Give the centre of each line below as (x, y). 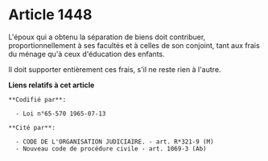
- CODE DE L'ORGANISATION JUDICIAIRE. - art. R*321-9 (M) (115, 142)
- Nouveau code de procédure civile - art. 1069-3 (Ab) (111, 149)
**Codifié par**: (37, 99)
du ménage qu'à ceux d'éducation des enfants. (87, 54)
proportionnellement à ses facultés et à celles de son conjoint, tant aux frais (134, 45)
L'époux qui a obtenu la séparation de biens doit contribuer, (107, 37)
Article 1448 (50, 15)
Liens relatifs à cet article (52, 85)
